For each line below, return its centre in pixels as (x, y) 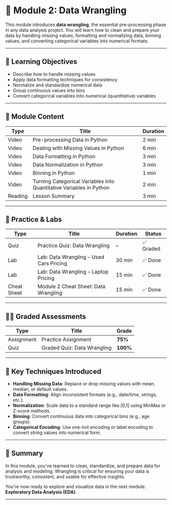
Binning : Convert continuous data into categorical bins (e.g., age (81, 416)
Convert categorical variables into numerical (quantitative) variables (84, 96)
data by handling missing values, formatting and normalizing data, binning (83, 35)
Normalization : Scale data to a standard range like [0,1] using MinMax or (89, 405)
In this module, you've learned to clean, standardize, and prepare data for (83, 466)
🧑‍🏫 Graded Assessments (46, 316)
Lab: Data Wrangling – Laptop (73, 272)
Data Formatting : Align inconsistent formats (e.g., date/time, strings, (85, 395)
